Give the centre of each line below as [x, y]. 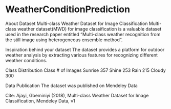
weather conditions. [26, 60]
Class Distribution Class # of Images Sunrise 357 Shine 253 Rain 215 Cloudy [86, 70]
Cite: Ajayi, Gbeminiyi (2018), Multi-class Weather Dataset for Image [77, 95]
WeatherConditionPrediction [68, 9]
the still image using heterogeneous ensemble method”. [64, 40]
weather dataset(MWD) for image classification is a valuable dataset [89, 29]
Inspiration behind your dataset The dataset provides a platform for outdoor [85, 49]
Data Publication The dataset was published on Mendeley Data [72, 86]
